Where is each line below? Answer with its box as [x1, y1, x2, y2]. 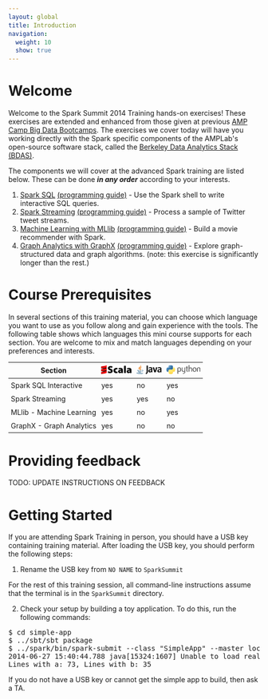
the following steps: [8, 549, 73, 559]
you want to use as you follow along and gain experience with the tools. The [8, 321, 258, 330]
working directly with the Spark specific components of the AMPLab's [8, 134, 238, 144]
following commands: [19, 613, 91, 622]
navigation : [8, 30, 48, 38]
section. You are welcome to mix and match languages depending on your [8, 338, 253, 347]
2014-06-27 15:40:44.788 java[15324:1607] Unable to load [8, 652, 240, 661]
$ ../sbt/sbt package [8, 636, 93, 646]
